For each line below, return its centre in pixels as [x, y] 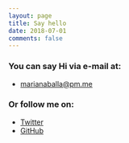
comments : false [35, 38]
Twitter [32, 122]
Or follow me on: [42, 104]
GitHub [32, 130]
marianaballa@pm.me [56, 84]
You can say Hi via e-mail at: [65, 67]
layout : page [30, 16]
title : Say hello [37, 23]
